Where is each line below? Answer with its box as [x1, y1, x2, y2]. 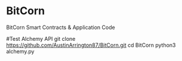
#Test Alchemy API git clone [6, 35, 76, 42]
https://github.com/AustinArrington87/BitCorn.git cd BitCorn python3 [6, 41, 176, 49]
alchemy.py [6, 47, 35, 54]
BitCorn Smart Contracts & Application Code [6, 24, 115, 31]
